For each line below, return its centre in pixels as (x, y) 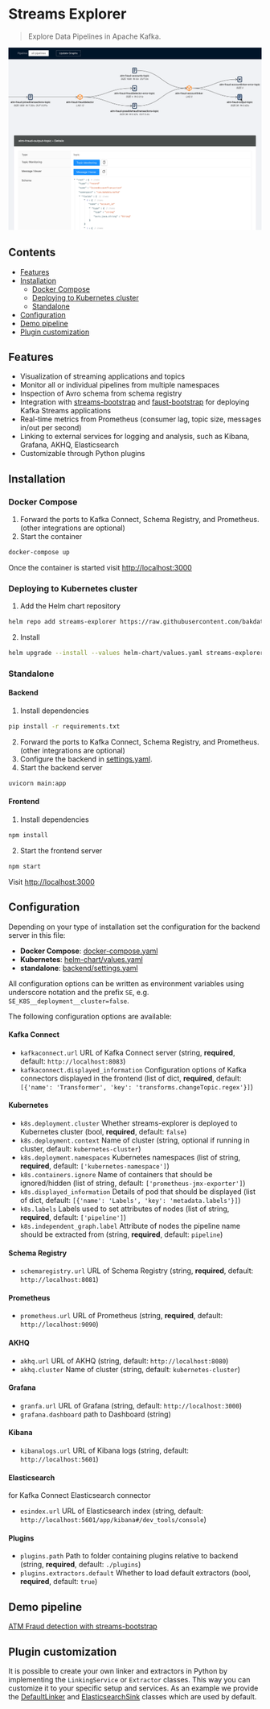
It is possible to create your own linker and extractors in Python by (118, 1671)
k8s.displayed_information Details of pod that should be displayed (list (137, 1191)
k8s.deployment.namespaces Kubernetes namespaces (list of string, (130, 1157)
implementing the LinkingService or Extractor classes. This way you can (129, 1680)
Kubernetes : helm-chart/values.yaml (81, 959)
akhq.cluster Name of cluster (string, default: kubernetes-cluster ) (130, 1369)
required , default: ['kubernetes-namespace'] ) (95, 1166)
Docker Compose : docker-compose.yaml (89, 951)
